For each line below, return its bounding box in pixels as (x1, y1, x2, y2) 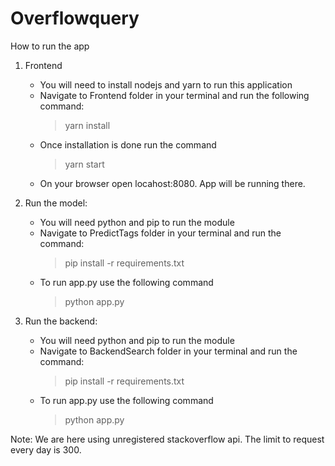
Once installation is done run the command (39, 138, 217, 151)
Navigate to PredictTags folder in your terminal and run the (39, 227, 282, 239)
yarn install (64, 119, 111, 131)
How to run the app (10, 40, 90, 52)
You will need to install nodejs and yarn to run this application (39, 78, 293, 91)
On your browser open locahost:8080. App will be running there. (39, 177, 306, 189)
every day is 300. (10, 443, 82, 456)
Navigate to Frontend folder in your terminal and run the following (39, 89, 310, 101)
